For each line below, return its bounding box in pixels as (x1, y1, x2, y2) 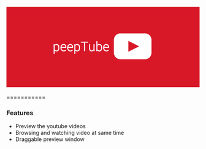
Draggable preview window (15, 136, 85, 143)
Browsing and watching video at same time (15, 129, 124, 136)
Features (6, 109, 34, 117)
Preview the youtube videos (15, 122, 86, 129)
